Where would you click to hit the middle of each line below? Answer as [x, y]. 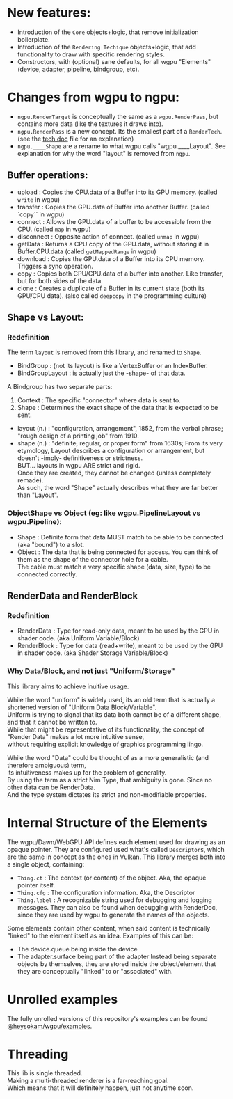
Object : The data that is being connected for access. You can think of [118, 552]
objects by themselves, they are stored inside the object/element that [116, 964]
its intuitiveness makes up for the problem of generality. [87, 772]
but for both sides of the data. [60, 280]
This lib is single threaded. [45, 1073]
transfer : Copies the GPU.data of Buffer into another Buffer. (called [113, 207]
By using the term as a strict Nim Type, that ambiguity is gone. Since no [110, 780]
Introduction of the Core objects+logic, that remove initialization [108, 32]
